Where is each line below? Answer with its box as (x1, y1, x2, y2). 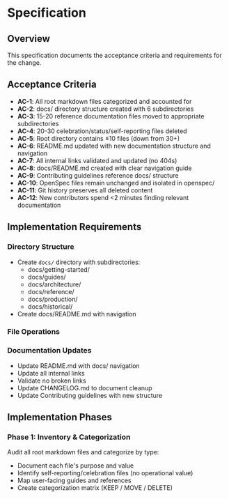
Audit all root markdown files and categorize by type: (7, 448, 159, 456)
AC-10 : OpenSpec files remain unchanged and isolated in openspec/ (17, 178, 215, 187)
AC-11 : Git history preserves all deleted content (17, 186, 153, 194)
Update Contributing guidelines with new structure (17, 391, 162, 399)
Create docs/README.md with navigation (17, 309, 137, 318)
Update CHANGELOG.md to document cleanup (17, 383, 152, 392)
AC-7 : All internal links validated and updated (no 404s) (17, 156, 177, 164)
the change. (7, 59, 42, 67)
